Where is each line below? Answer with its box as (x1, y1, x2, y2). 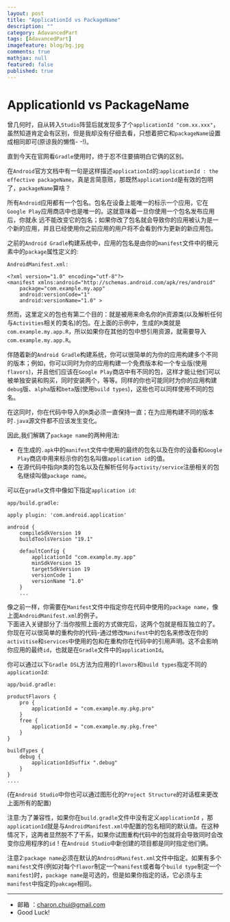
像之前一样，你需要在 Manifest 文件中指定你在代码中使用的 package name (7, 603, 207, 611)
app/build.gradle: (7, 500, 60, 507)
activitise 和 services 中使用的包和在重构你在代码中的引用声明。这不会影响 (7, 637, 218, 645)
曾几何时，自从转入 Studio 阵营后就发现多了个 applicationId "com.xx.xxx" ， (7, 121, 220, 129)
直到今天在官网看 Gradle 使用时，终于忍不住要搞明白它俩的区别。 (7, 152, 188, 161)
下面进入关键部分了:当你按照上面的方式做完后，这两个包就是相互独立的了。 (7, 620, 219, 628)
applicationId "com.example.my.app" (31, 554, 136, 561)
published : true (7, 67, 53, 74)
